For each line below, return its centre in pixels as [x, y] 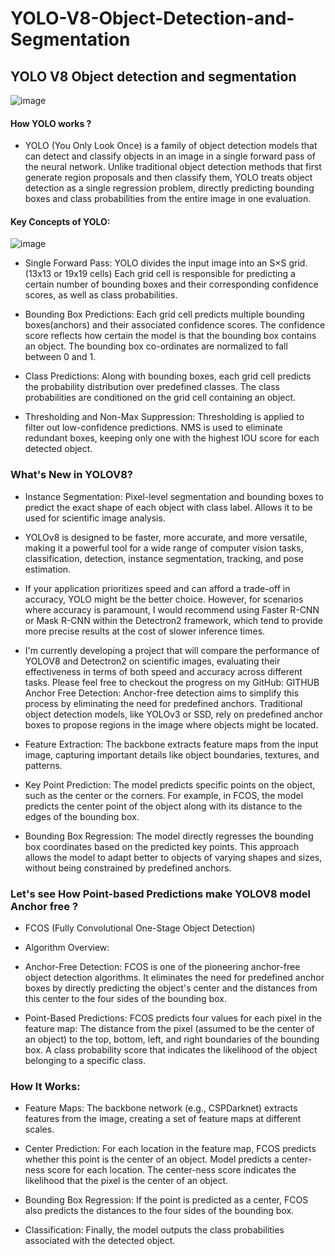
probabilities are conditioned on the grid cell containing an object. [160, 398]
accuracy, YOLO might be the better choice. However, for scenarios [164, 599]
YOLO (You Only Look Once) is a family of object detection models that [171, 146]
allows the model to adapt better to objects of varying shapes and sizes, [173, 857]
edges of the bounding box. [82, 816]
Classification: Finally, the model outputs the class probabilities [154, 1230]
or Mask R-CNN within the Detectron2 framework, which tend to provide [173, 620]
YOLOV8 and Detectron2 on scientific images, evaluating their [152, 661]
